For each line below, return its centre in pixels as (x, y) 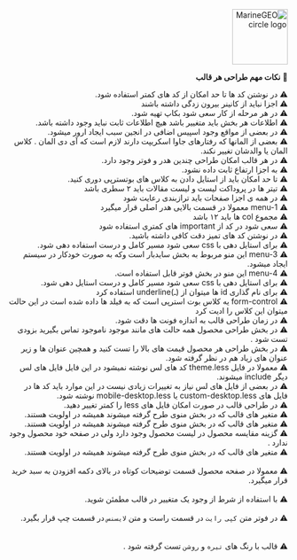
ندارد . (277, 443)
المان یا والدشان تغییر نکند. (244, 151)
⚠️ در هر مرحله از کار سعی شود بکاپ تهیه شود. (210, 113)
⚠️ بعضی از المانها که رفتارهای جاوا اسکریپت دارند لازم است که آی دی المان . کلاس (151, 141)
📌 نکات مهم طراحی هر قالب (242, 77)
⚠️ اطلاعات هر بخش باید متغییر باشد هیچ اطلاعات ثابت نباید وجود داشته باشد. (162, 122)
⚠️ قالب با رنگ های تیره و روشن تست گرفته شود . (205, 546)
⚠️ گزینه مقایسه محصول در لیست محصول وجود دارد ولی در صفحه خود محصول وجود (148, 433)
